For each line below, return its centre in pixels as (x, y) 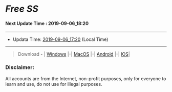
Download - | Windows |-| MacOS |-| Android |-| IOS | (74, 54)
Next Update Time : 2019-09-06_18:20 (47, 23)
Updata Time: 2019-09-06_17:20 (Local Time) (60, 39)
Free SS (22, 9)
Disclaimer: (20, 67)
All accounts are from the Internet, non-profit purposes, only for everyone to (86, 78)
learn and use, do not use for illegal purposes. (54, 84)
